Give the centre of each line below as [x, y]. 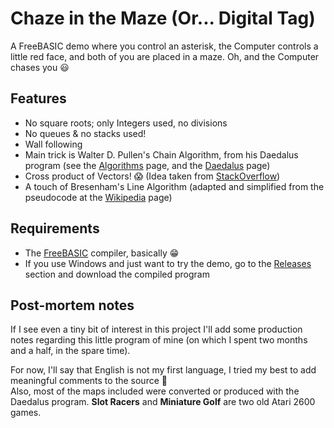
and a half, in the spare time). [70, 351]
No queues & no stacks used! [85, 133]
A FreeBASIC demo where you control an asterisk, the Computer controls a [164, 46]
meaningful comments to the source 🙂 [89, 381]
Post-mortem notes [72, 305]
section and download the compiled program [117, 274]
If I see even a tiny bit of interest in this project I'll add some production [156, 329]
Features [38, 98]
